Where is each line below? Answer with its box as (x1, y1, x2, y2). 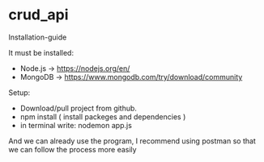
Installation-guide (8, 32, 67, 42)
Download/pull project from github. (19, 103, 138, 113)
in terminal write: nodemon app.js (19, 120, 132, 130)
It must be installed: (8, 48, 75, 57)
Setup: (8, 87, 31, 98)
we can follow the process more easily (8, 144, 137, 154)
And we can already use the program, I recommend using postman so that (8, 135, 257, 146)
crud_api (8, 6, 69, 24)
